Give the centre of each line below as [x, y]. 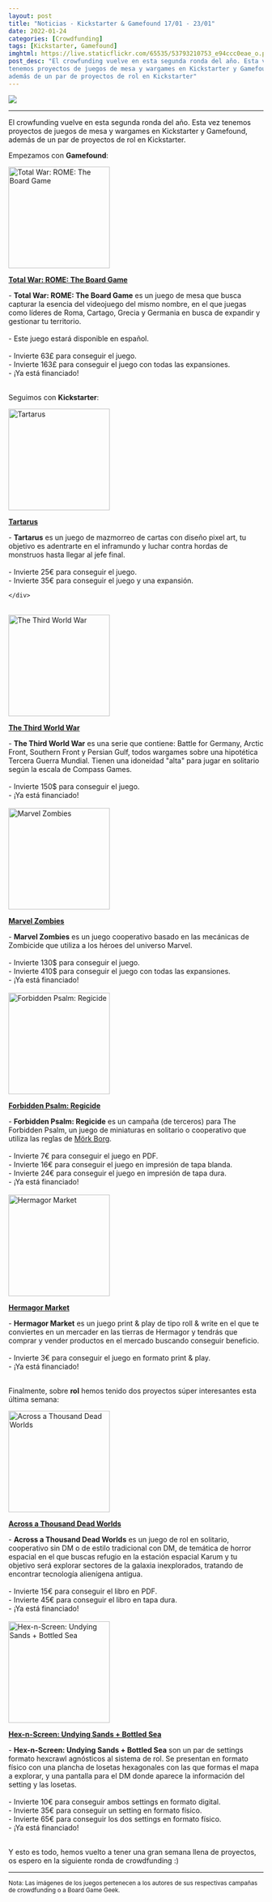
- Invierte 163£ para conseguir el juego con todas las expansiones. [119, 364]
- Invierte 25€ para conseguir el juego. [73, 571]
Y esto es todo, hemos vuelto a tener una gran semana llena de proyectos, [132, 1852]
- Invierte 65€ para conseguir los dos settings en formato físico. [115, 1818]
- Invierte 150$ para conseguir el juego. [74, 786]
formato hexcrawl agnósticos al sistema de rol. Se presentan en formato [128, 1758]
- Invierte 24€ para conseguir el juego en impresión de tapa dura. [117, 1173]
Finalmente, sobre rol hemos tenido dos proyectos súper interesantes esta [132, 1391]
